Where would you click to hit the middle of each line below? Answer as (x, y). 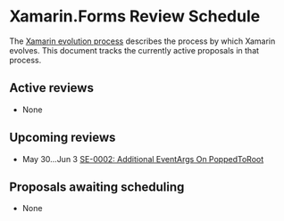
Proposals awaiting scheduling (97, 187)
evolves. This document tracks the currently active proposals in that (134, 50)
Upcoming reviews (63, 138)
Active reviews (51, 88)
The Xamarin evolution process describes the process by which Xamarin (142, 41)
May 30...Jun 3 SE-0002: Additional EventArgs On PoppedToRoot (143, 159)
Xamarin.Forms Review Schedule (135, 16)
